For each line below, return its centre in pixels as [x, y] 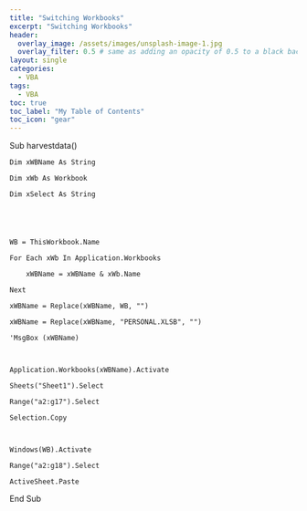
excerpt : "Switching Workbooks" [71, 26]
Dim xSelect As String [53, 194]
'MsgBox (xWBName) [44, 339]
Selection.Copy [38, 418]
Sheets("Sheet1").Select [57, 386]
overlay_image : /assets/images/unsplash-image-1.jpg [120, 43]
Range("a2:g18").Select [55, 466]
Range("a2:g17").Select [55, 402]
